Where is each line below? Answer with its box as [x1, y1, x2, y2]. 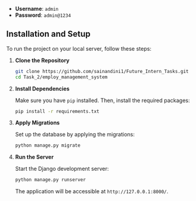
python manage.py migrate [15, 142, 80, 148]
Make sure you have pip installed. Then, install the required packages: [15, 97, 191, 104]
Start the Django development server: [15, 165, 109, 173]
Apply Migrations [15, 119, 60, 126]
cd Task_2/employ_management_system [15, 74, 108, 80]
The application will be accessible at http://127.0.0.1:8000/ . [15, 188, 168, 195]
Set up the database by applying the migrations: [15, 131, 135, 138]
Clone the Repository [15, 57, 70, 64]
